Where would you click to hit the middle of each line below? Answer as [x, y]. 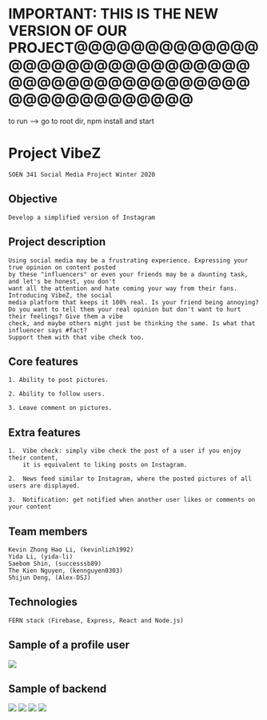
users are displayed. [44, 486]
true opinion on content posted [62, 267]
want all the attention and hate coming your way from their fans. [123, 288]
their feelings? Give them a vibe [66, 316]
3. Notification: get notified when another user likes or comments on [132, 500]
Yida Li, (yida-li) [41, 556]
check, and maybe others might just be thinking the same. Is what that [132, 323]
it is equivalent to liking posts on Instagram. [105, 465]
